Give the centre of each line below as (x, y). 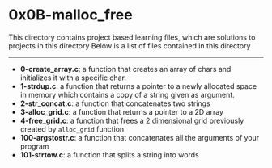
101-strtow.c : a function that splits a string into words (110, 154)
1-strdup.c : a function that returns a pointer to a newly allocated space (138, 86)
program (34, 146)
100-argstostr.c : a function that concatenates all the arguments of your (140, 137)
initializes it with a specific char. (73, 78)
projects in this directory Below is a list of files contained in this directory (130, 45)
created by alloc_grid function (72, 129)
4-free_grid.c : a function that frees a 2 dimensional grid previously (132, 120)
